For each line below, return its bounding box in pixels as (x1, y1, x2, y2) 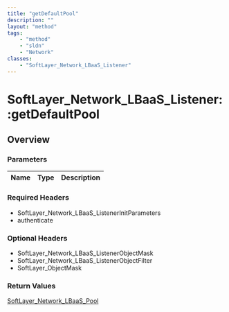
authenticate (17, 216, 53, 224)
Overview (7, 134, 51, 146)
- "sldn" (19, 42, 45, 49)
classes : (7, 55, 33, 62)
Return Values (7, 281, 56, 291)
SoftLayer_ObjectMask (17, 264, 82, 272)
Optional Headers (7, 233, 68, 243)
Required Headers (7, 193, 69, 202)
